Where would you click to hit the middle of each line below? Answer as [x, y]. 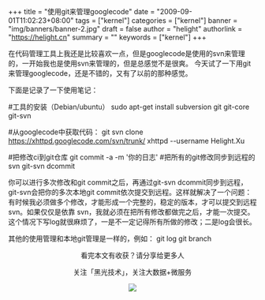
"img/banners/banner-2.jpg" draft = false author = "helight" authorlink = [125, 29]
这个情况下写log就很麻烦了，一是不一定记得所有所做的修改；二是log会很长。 [132, 222]
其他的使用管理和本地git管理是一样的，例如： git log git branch [110, 238]
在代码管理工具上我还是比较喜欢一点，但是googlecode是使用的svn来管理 [127, 53]
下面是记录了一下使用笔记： [53, 90]
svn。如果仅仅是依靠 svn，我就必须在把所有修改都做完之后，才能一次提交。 [131, 212]
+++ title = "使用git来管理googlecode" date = [82, 11]
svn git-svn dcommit [42, 166]
